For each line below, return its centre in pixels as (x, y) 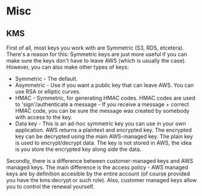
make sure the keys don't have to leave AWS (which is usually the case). (96, 61)
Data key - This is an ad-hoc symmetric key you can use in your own (100, 124)
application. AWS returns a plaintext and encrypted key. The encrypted (103, 130)
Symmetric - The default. (46, 79)
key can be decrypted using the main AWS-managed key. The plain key (104, 136)
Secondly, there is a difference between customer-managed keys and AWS (100, 161)
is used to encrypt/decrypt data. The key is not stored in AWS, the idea (103, 143)
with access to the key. (43, 117)
